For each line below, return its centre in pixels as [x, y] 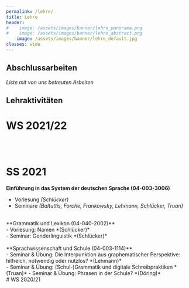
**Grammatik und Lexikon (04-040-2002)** [61, 223]
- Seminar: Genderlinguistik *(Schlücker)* [56, 236]
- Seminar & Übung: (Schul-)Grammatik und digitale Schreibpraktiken [90, 267]
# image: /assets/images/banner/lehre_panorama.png [74, 28]
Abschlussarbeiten [42, 68]
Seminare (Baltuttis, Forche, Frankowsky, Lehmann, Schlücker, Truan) [99, 205]
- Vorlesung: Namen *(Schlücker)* [48, 229]
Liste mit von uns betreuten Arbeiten [50, 82]
